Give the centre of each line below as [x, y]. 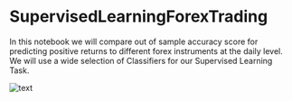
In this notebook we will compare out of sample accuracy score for [134, 41]
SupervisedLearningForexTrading [139, 17]
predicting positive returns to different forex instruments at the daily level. [146, 50]
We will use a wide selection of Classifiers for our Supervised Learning [141, 60]
